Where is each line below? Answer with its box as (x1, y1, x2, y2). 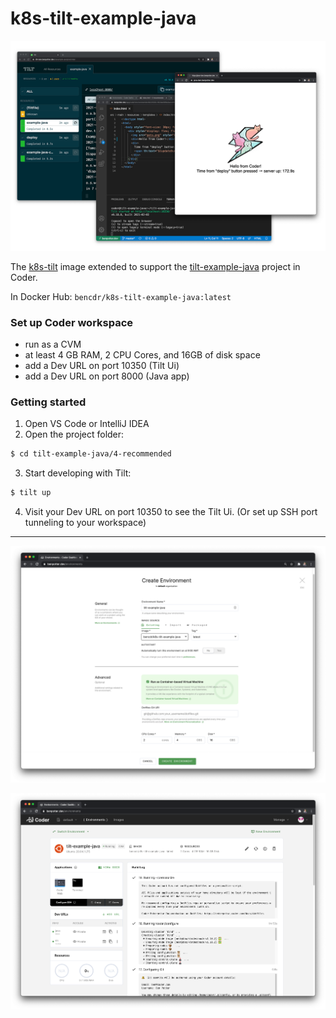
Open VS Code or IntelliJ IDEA (24, 418, 150, 430)
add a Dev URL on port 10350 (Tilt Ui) (24, 359, 180, 371)
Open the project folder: (24, 428, 125, 441)
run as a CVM (24, 338, 82, 350)
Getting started (10, 395, 87, 409)
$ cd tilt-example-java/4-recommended (10, 449, 172, 459)
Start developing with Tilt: (24, 467, 132, 479)
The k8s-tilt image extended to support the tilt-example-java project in (10, 260, 301, 272)
